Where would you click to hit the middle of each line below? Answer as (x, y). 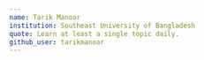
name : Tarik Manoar (45, 17)
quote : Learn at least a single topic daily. (94, 34)
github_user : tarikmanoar (57, 42)
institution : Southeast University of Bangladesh (102, 26)
